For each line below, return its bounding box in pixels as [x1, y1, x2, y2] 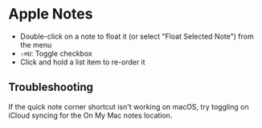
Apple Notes [8, 5, 93, 23]
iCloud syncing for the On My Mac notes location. [8, 110, 173, 120]
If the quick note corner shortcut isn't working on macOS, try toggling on [8, 101, 249, 111]
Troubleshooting [8, 81, 94, 94]
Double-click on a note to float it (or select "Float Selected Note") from [19, 31, 255, 41]
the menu [19, 39, 52, 49]
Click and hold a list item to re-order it [19, 57, 146, 67]
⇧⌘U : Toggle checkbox [19, 48, 92, 58]
